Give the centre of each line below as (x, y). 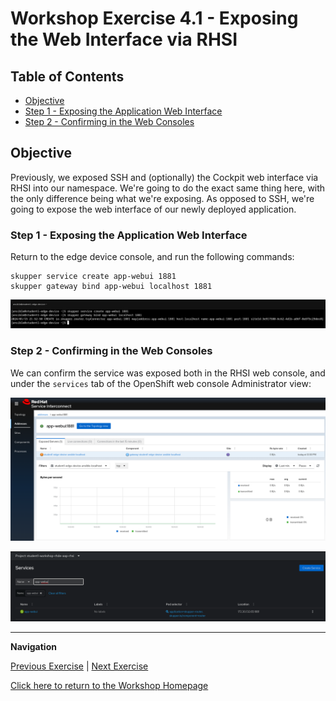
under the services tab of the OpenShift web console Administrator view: (161, 383)
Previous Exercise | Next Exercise (79, 666)
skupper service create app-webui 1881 (93, 277)
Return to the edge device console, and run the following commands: (152, 257)
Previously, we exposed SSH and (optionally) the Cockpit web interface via (164, 177)
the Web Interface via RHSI (124, 39)
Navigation (33, 647)
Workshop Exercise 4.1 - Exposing (154, 18)
